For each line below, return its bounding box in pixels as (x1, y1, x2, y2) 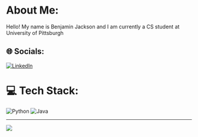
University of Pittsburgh (6, 29, 64, 36)
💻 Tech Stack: (6, 84, 79, 97)
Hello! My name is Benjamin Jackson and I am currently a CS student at (6, 23, 180, 30)
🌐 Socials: (6, 47, 45, 57)
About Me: (6, 4, 59, 17)
